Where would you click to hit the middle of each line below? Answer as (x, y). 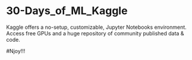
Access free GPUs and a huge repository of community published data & (95, 33)
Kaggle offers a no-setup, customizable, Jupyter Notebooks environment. (97, 27)
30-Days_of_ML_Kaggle (67, 11)
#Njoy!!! (16, 51)
